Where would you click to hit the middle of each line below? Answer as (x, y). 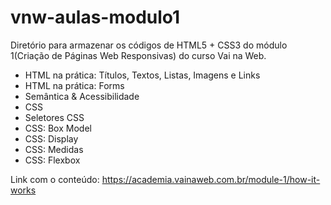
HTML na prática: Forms (74, 85)
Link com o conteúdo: (55, 179)
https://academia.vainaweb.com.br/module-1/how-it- (211, 179)
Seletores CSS (54, 117)
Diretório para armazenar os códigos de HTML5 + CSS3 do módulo (149, 45)
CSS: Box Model (58, 128)
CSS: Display (51, 138)
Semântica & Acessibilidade (82, 96)
